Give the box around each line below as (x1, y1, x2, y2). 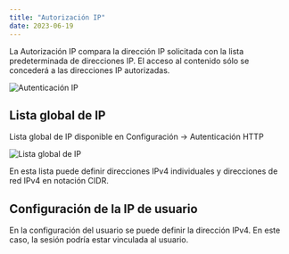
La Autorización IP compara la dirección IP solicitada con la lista (9, 45, 244, 56)
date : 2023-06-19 (9, 21, 74, 30)
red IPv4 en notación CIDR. (9, 176, 109, 186)
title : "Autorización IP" (9, 12, 105, 22)
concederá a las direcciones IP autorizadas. (9, 64, 170, 76)
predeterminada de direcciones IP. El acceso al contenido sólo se (9, 55, 250, 66)
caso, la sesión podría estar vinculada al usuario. (9, 234, 189, 245)
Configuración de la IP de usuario (9, 201, 198, 217)
